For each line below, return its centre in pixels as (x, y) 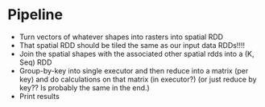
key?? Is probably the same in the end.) (84, 87)
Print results (39, 96)
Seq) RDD (35, 62)
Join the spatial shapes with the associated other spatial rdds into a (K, (137, 53)
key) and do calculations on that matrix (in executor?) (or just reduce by (138, 79)
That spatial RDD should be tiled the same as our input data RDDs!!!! (132, 45)
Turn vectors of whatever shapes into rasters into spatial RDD (121, 37)
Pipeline (35, 15)
